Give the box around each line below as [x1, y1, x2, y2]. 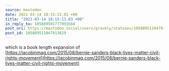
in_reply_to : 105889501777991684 [5, 21, 75, 26]
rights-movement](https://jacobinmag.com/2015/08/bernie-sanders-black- [5, 55, 161, 60]
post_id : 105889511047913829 [5, 30, 66, 35]
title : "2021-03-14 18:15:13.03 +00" [5, 16, 84, 21]
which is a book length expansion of [5, 44, 80, 50]
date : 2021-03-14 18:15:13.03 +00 [5, 12, 78, 17]
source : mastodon [5, 7, 42, 12]
